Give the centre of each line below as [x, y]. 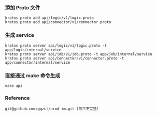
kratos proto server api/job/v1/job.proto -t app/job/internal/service [78, 54]
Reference [17, 98]
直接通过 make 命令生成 [33, 75]
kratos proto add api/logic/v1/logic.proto [50, 18]
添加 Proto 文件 [22, 7]
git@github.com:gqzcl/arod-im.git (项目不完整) [52, 109]
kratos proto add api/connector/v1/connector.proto [58, 22]
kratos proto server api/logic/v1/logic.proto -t [56, 45]
